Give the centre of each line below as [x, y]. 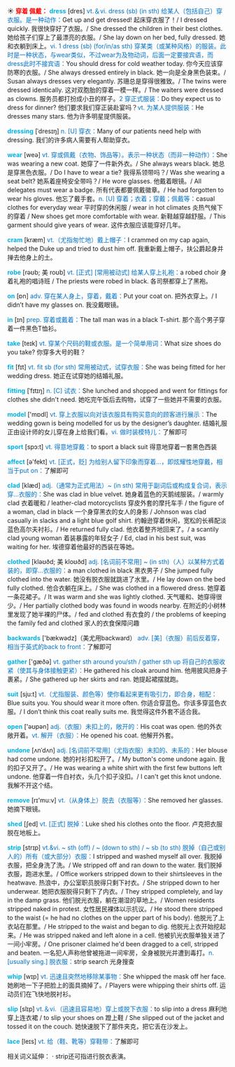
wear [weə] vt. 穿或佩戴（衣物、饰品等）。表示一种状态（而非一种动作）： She [117, 155]
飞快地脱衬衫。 [53, 994]
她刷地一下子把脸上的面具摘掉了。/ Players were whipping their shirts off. [113, 985]
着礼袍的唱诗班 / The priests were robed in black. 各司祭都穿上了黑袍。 [109, 281]
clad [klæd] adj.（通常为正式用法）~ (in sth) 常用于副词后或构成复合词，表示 [117, 485]
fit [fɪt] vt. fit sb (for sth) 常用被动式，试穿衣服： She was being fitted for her [116, 367]
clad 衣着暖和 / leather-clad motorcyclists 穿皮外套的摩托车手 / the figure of [116, 503]
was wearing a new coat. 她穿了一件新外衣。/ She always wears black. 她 [113, 163]
